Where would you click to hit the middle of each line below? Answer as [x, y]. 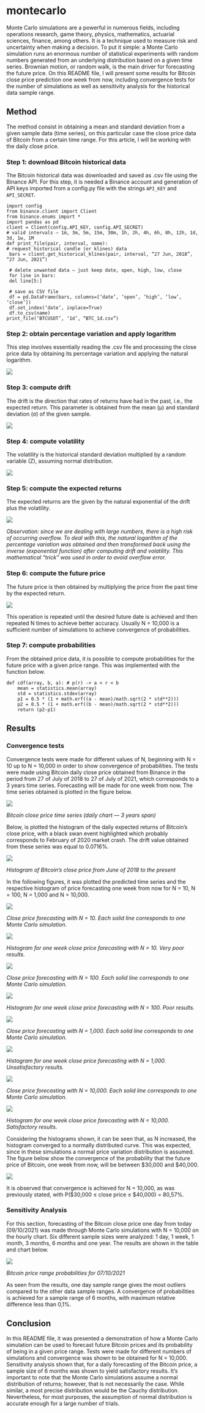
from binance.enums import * [43, 217]
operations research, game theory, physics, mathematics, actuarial [91, 34]
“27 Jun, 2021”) [27, 260]
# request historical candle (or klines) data [67, 249]
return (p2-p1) [37, 710]
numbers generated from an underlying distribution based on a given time [99, 60]
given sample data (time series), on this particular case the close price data [101, 133]
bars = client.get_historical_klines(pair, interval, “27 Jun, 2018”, [101, 255]
